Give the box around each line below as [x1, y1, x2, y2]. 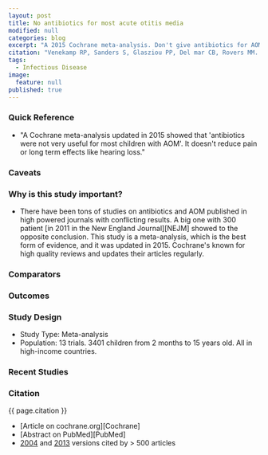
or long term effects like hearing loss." [19, 147, 146, 156]
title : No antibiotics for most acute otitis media [8, 19, 183, 27]
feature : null [15, 78, 62, 86]
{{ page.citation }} [8, 406, 68, 415]
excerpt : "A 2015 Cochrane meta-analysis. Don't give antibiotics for [8, 41, 248, 49]
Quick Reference [8, 112, 75, 124]
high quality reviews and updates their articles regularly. [19, 249, 205, 258]
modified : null [8, 26, 59, 34]
